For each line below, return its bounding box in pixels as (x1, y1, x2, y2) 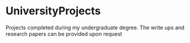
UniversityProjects (5, 4, 101, 18)
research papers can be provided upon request (5, 30, 122, 37)
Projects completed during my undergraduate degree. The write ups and (5, 24, 185, 31)
